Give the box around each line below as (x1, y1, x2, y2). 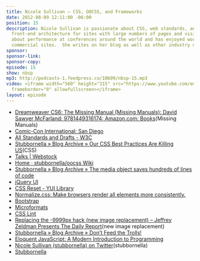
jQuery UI (14, 178, 39, 185)
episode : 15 (6, 64, 36, 70)
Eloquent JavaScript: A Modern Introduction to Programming (14, 235, 164, 242)
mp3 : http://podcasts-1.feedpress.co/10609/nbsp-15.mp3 (6, 75, 148, 81)
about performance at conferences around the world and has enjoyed (11, 36, 185, 42)
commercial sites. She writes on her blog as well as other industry (11, 42, 190, 48)
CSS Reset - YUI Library (14, 185, 74, 192)
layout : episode (6, 92, 46, 98)
